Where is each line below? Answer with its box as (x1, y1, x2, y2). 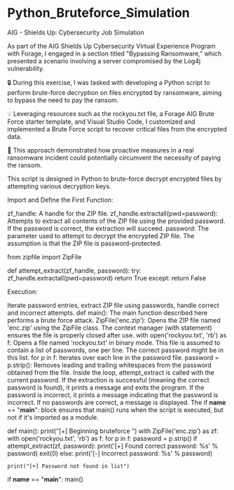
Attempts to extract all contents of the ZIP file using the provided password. (7, 217, 226, 225)
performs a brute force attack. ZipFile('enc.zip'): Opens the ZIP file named (7, 316, 221, 324)
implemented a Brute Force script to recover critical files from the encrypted (7, 124, 228, 133)
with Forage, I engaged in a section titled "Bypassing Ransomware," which (7, 49, 222, 58)
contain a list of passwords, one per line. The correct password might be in (7, 346, 224, 354)
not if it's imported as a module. (7, 413, 99, 421)
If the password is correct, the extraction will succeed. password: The (7, 224, 209, 233)
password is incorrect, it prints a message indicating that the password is (7, 390, 219, 399)
